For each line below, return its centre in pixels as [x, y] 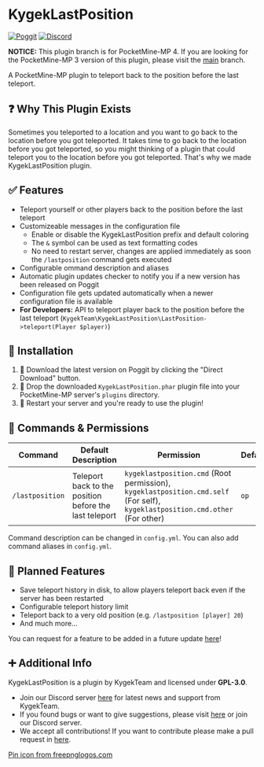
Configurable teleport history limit [74, 607]
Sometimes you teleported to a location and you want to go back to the [123, 132]
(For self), [143, 501]
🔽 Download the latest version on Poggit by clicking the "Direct [121, 370]
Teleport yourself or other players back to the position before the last [131, 209]
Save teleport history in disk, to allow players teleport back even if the [132, 590]
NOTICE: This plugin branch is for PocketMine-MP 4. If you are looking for [128, 51]
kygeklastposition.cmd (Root [178, 474]
